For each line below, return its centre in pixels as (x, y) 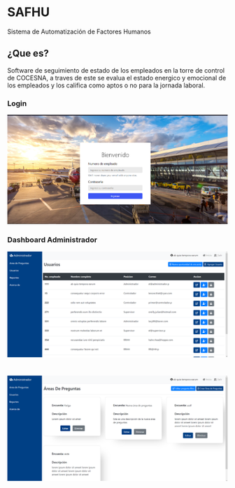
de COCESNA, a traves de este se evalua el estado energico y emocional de (117, 78)
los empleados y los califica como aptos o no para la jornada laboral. (106, 85)
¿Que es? (28, 53)
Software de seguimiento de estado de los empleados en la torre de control (116, 70)
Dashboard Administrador (52, 240)
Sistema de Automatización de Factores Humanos (79, 31)
